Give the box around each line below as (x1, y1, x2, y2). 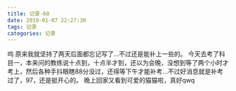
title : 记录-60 (7, 10, 50, 17)
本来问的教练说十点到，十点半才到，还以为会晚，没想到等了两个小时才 (25, 59, 229, 67)
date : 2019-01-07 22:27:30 (7, 17, 86, 24)
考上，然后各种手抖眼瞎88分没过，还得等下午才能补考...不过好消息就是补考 (7, 67, 223, 76)
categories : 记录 (7, 29, 56, 37)
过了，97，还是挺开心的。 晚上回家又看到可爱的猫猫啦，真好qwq (7, 76, 195, 85)
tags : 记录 (7, 23, 37, 30)
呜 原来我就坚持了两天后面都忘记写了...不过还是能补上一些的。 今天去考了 (7, 50, 219, 58)
